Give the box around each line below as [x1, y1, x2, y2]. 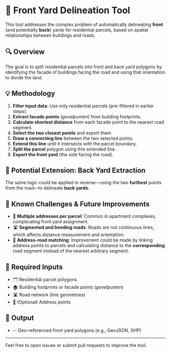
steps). [12, 108, 27, 114]
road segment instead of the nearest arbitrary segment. [12, 248, 130, 254]
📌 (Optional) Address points [12, 299, 71, 305]
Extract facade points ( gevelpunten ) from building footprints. [12, 113, 141, 120]
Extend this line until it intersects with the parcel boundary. [12, 140, 137, 146]
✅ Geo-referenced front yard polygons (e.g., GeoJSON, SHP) [12, 327, 141, 333]
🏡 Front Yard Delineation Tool [5, 5, 131, 16]
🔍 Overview [5, 48, 45, 56]
